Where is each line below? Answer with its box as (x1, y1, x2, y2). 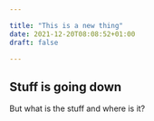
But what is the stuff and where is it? (9, 103, 146, 114)
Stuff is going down (9, 79, 122, 95)
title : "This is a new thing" (9, 21, 124, 30)
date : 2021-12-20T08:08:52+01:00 (9, 29, 136, 39)
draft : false (9, 38, 59, 47)
